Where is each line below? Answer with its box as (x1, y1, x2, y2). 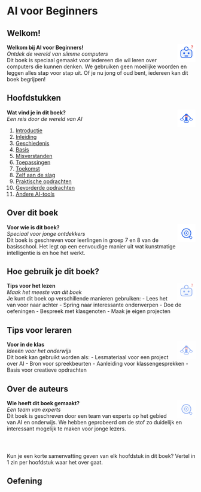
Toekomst (15, 165, 41, 172)
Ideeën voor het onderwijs (7, 347, 71, 354)
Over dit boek (7, 208, 59, 218)
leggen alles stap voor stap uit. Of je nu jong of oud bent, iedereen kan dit (7, 69, 188, 76)
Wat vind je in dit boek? (7, 109, 66, 116)
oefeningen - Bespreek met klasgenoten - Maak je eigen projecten (7, 308, 171, 315)
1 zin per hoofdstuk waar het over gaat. (7, 459, 103, 466)
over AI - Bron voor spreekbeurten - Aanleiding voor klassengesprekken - (7, 360, 188, 368)
